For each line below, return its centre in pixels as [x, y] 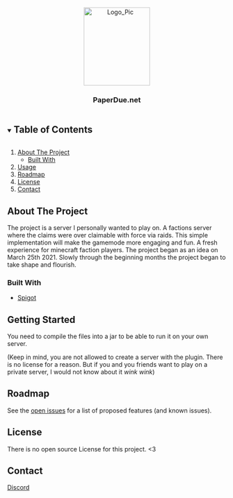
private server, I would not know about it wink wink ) [81, 372]
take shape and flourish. [42, 265]
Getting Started [41, 319]
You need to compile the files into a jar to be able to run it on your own [108, 336]
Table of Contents [53, 130]
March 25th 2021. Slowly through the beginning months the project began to [116, 257]
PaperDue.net [117, 99]
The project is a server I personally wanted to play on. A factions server [110, 227]
